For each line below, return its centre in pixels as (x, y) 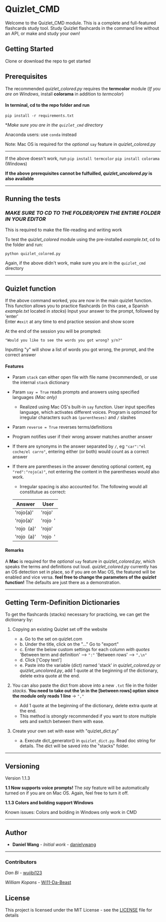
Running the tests (33, 199)
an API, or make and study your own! (43, 33)
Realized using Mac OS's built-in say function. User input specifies (87, 407)
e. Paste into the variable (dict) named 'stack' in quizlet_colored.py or (90, 665)
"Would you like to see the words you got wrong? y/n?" (64, 340)
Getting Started (29, 49)
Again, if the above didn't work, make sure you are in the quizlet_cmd (75, 263)
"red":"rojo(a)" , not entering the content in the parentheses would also (86, 472)
